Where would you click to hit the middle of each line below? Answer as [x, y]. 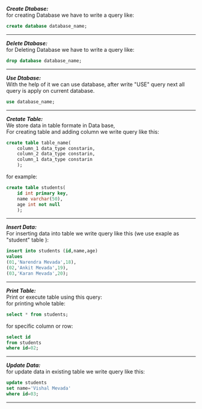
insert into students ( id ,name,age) [52, 251]
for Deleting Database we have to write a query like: [70, 49]
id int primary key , [43, 193]
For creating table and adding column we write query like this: [83, 131]
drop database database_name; [44, 61]
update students [26, 383]
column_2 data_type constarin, [56, 154]
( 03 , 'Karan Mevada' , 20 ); [37, 273]
